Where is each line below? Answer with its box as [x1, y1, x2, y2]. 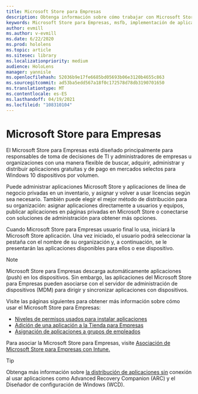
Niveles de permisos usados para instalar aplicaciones [14, 316, 147, 323]
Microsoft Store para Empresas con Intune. [6, 346, 111, 353]
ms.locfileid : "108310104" [6, 101, 72, 108]
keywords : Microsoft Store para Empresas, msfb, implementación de [6, 19, 176, 25]
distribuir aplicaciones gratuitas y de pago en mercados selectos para [6, 166, 176, 173]
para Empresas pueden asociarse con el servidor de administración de [6, 280, 178, 287]
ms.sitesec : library [6, 52, 57, 58]
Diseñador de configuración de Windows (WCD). [6, 381, 125, 388]
